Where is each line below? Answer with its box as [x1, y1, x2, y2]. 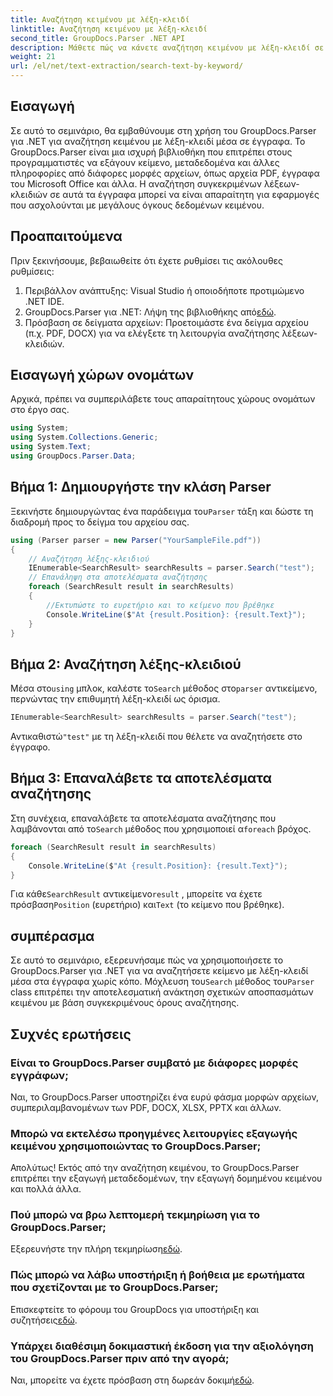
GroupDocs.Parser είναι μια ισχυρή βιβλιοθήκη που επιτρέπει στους [10, 146, 293, 158]
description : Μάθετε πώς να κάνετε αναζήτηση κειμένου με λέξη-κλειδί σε [10, 42, 325, 53]
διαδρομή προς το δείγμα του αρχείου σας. [10, 516, 190, 528]
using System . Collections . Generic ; [10, 432, 159, 443]
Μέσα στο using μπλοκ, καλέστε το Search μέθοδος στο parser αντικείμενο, [10, 682, 318, 695]
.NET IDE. [24, 295, 65, 307]
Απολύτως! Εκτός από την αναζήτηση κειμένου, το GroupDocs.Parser [10, 1162, 300, 1174]
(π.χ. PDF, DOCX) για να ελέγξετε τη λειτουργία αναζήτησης [24, 327, 280, 339]
